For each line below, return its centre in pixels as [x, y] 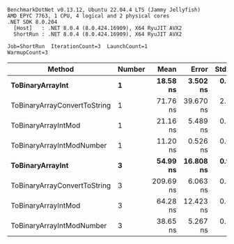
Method [61, 69]
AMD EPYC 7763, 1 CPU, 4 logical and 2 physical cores [88, 16]
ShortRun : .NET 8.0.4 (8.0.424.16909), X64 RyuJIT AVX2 [98, 34]
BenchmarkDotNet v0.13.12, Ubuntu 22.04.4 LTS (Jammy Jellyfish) [104, 10]
